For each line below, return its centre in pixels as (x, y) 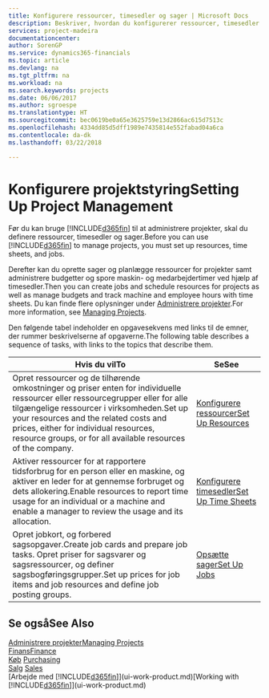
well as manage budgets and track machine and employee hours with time (131, 295)
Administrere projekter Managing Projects (76, 643)
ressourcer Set (223, 413)
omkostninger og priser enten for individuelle (97, 388)
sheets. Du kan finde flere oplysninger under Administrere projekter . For (126, 304)
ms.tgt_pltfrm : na (39, 75)
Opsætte (213, 554)
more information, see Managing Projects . (77, 312)
